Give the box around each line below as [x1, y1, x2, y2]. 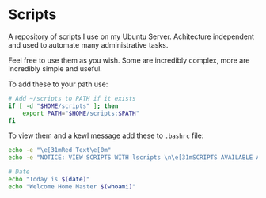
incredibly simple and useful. [8, 63, 103, 73]
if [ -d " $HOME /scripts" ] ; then [8, 101, 119, 110]
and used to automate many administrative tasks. [8, 40, 169, 49]
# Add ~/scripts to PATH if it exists [8, 94, 136, 102]
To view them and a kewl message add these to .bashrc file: [8, 131, 204, 140]
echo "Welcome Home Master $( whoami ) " [8, 182, 136, 191]
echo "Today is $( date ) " [8, 176, 90, 184]
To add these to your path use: [8, 79, 108, 89]
